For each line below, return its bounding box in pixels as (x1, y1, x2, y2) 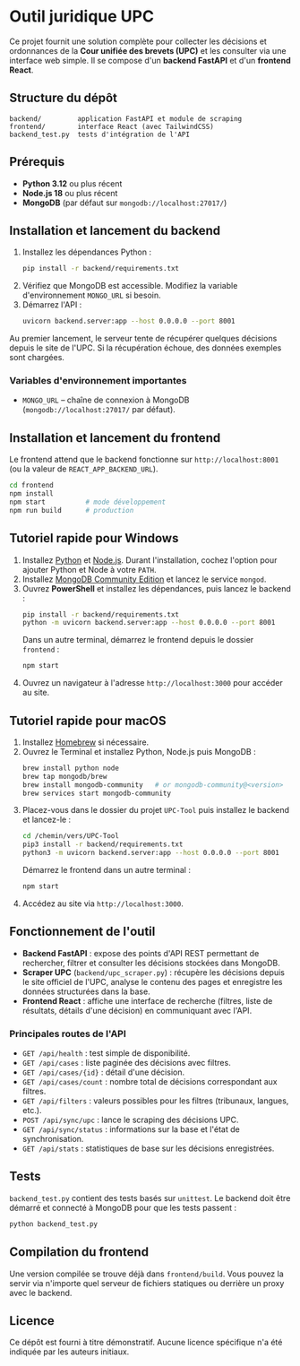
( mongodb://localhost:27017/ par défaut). (21, 404, 176, 415)
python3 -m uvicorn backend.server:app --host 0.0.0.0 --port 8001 (21, 849, 280, 858)
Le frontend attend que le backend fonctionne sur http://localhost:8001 (9, 454, 279, 465)
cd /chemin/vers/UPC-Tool (21, 832, 119, 841)
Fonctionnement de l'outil (9, 924, 156, 939)
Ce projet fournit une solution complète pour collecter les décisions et (9, 36, 267, 47)
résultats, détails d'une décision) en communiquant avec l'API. (21, 1005, 253, 1016)
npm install (9, 489, 54, 498)
